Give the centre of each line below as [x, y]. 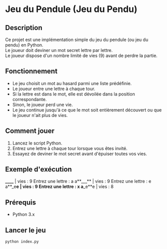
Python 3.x [23, 214]
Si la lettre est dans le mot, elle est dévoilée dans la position [74, 94]
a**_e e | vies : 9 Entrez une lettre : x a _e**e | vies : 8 [59, 186]
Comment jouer [30, 131]
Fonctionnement [31, 71]
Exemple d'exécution [39, 169]
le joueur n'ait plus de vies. [40, 115]
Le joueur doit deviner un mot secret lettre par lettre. [59, 50]
